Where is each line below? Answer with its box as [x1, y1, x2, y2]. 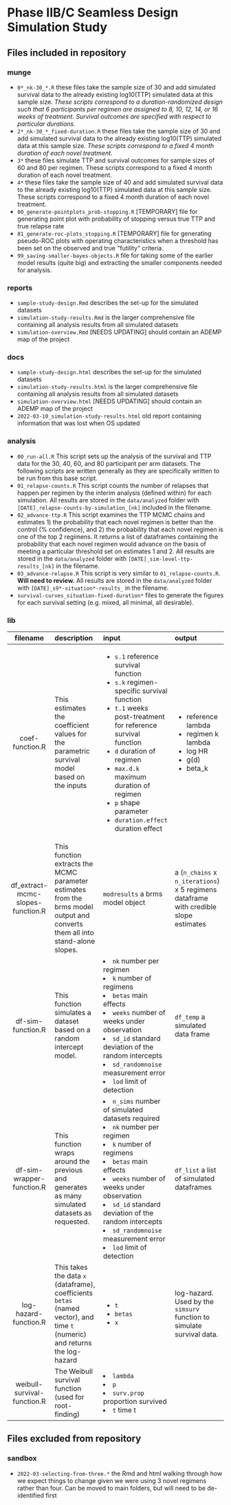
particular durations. [16, 119, 76, 128]
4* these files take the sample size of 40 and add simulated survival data [16, 178, 223, 186]
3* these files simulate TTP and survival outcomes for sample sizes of [16, 156, 215, 164]
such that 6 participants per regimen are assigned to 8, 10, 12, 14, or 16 [16, 105, 219, 113]
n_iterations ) [174, 876, 220, 886]
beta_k [186, 764, 208, 773]
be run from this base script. [16, 473, 98, 482]
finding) [54, 1409, 80, 1419]
